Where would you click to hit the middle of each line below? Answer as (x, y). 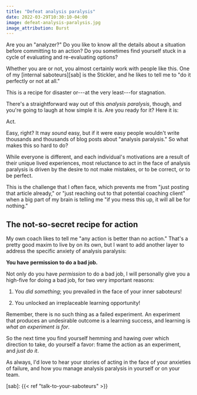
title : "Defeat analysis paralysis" (51, 11)
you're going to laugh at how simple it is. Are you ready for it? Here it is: (92, 110)
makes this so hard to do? (37, 145)
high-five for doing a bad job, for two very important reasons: (80, 280)
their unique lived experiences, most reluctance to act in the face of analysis (98, 163)
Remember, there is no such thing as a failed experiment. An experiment (93, 314)
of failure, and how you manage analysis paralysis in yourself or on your (93, 369)
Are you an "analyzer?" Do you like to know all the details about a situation (96, 45)
